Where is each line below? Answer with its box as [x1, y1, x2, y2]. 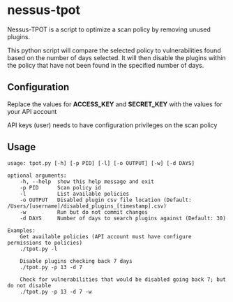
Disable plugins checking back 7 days [20, 257, 133, 264]
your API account [7, 107, 57, 115]
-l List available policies [20, 190, 130, 197]
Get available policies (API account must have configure [20, 233, 192, 240]
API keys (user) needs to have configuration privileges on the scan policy [7, 121, 218, 129]
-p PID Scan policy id [20, 184, 101, 191]
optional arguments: [7, 172, 68, 179]
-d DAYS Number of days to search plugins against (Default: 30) [20, 215, 227, 222]
